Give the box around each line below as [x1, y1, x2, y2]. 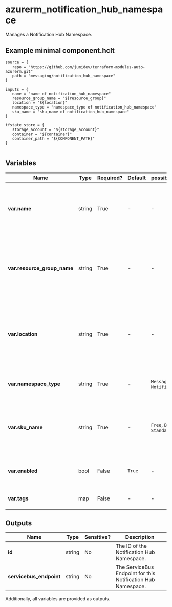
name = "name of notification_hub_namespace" [12, 91, 111, 96]
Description [125, 534, 155, 541]
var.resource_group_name [8, 265, 74, 272]
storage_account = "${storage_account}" [12, 127, 100, 132]
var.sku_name [8, 424, 43, 431]
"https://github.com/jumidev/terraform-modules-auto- [28, 64, 145, 70]
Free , [150, 421, 163, 428]
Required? [97, 174, 123, 181]
